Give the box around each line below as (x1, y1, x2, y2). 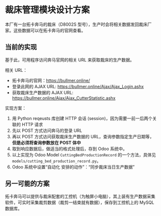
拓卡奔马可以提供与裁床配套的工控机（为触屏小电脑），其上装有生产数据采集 (5, 193, 156, 199)
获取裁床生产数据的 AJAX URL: (12, 89, 73, 95)
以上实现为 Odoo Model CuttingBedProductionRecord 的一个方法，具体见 (12, 151, 156, 158)
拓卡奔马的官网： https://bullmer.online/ (12, 77, 90, 83)
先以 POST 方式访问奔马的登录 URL (12, 127, 82, 133)
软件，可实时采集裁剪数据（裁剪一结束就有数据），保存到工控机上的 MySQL (5, 199, 155, 205)
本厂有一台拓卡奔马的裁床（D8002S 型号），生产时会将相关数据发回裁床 (5, 21, 147, 27)
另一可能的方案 (5, 180, 50, 188)
